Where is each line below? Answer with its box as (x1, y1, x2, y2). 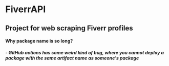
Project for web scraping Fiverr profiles (5, 24, 133, 32)
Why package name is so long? (5, 38, 73, 44)
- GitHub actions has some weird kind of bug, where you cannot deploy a (5, 49, 164, 55)
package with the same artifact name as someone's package (5, 55, 139, 61)
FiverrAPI (5, 4, 46, 15)
